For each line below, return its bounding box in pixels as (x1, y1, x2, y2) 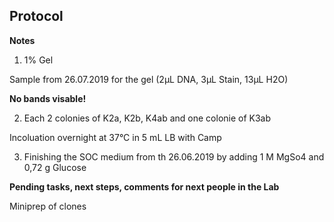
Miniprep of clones (9, 200, 87, 212)
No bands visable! (9, 92, 87, 104)
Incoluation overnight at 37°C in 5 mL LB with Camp (9, 131, 222, 143)
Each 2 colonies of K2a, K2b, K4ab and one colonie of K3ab (23, 112, 272, 124)
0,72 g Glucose (23, 161, 87, 173)
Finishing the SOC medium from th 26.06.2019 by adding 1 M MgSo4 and (23, 150, 325, 163)
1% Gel (23, 54, 54, 66)
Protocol (9, 8, 64, 25)
